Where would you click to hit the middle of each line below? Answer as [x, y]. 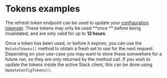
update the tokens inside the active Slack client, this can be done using [79, 64]
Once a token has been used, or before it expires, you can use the [74, 43]
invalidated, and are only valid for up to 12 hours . [56, 33]
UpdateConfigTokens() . [28, 70]
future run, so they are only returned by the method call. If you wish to [78, 59]
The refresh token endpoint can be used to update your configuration [77, 23]
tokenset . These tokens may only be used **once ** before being [73, 28]
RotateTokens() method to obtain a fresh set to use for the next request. [80, 48]
